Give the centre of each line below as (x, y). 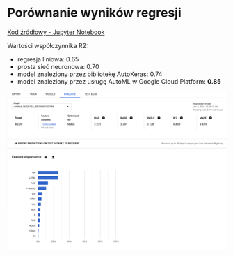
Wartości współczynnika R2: (48, 45)
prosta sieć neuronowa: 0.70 (58, 66)
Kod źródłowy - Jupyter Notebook (56, 32)
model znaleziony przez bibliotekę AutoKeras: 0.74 (90, 74)
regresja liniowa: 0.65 (48, 59)
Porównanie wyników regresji (95, 13)
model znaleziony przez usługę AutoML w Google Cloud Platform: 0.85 (119, 81)
